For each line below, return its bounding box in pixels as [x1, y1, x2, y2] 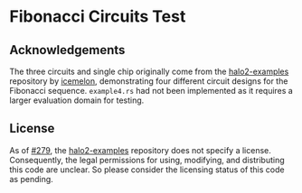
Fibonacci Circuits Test [9, 6, 186, 27]
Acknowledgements [9, 42, 126, 58]
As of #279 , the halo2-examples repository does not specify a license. [9, 144, 271, 155]
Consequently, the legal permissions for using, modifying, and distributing [9, 154, 285, 165]
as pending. [9, 173, 54, 184]
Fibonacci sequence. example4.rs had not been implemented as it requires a [9, 86, 294, 96]
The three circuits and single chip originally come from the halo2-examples [9, 66, 289, 77]
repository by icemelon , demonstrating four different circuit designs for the [9, 76, 288, 87]
